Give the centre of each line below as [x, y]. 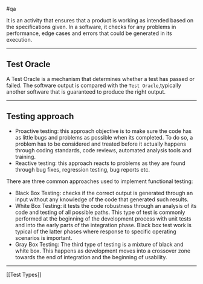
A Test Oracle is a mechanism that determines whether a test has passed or [101, 79]
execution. [19, 40]
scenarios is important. [43, 237]
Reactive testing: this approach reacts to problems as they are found [100, 163]
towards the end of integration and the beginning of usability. [91, 257]
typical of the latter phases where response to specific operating [95, 231]
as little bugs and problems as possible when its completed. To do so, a [104, 137]
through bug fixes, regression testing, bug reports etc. [82, 169]
